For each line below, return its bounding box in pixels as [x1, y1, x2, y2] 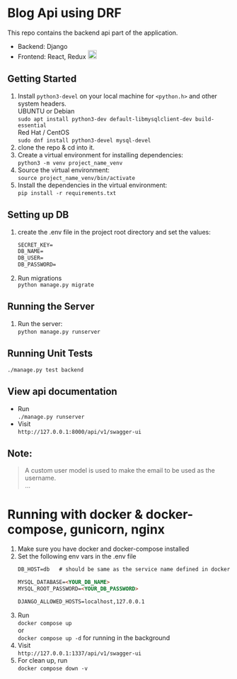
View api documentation [7, 386, 118, 398]
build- [195, 116, 214, 123]
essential [17, 122, 47, 129]
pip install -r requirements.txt [17, 189, 117, 196]
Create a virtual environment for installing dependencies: [17, 150, 184, 159]
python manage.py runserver [17, 328, 100, 335]
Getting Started [7, 73, 77, 85]
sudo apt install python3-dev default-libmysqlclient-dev [17, 116, 192, 123]
